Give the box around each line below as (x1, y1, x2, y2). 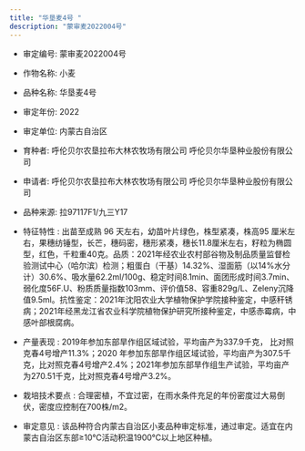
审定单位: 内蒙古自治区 (22, 125, 107, 137)
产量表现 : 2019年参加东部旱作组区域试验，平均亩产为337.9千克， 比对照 (22, 336, 294, 347)
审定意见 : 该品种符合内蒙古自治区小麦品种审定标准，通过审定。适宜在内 (22, 420, 293, 431)
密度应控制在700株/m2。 (38, 401, 133, 412)
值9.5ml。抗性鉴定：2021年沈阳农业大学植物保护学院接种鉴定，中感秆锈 (22, 293, 293, 305)
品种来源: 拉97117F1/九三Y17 (22, 206, 128, 217)
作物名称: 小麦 (22, 67, 76, 78)
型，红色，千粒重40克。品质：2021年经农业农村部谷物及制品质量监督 (22, 248, 283, 260)
